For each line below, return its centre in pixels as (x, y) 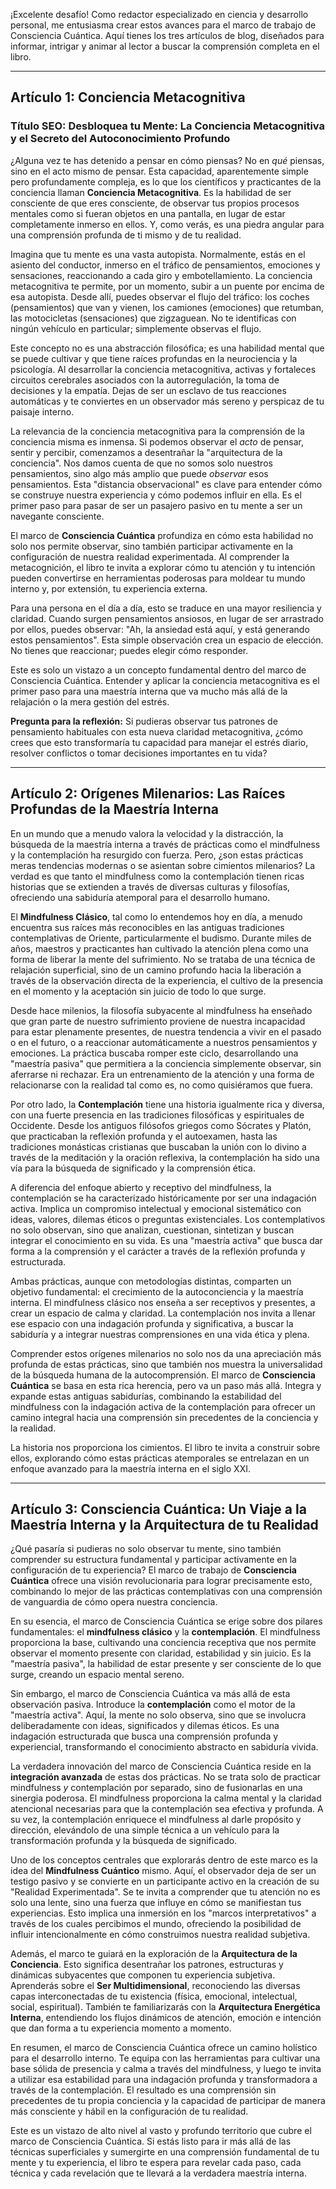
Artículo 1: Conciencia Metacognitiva (128, 97)
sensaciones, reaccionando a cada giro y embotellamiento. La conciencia (161, 275)
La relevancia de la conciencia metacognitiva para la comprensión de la (157, 431)
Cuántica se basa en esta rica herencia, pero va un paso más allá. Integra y (166, 1385)
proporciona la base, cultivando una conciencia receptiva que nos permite (163, 1643)
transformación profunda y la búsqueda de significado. (124, 1841)
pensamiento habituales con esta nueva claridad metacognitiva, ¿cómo (156, 731)
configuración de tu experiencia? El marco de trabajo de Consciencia (153, 1570)
